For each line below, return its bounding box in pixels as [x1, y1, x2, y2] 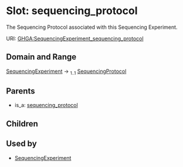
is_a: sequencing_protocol [14, 102, 78, 109]
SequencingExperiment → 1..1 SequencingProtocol [6, 68, 127, 76]
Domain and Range [6, 52, 77, 62]
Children [6, 119, 38, 129]
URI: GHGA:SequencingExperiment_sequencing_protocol [6, 35, 144, 42]
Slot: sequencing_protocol [6, 4, 138, 18]
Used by [6, 139, 37, 149]
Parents [6, 86, 35, 96]
